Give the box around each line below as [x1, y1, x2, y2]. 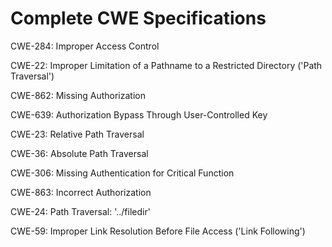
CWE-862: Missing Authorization [10, 89, 146, 101]
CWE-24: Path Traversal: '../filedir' [10, 205, 151, 217]
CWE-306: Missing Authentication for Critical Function [10, 167, 235, 179]
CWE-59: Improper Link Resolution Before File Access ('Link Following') [10, 225, 306, 237]
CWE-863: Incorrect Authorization [10, 186, 152, 198]
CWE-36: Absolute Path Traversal [10, 147, 149, 159]
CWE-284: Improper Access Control [10, 40, 160, 52]
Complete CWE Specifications [10, 7, 267, 30]
